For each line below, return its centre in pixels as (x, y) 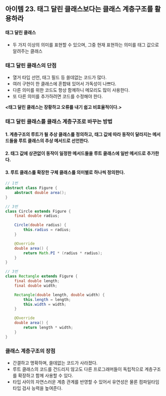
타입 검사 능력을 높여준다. (38, 388)
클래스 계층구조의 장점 (30, 351)
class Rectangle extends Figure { (42, 276)
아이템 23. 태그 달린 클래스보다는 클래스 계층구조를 (79, 9)
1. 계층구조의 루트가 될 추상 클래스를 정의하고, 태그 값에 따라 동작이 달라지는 (78, 134)
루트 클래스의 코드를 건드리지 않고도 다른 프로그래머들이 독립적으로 (78, 369)
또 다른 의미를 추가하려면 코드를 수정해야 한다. (58, 96)
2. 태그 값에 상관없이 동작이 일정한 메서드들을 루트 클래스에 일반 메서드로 (76, 153)
